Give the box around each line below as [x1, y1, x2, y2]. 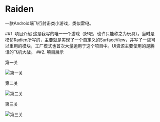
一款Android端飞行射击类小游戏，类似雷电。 [5, 20, 94, 26]
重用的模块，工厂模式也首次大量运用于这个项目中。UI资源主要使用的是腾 [9, 43, 155, 49]
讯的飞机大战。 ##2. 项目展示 [5, 49, 64, 55]
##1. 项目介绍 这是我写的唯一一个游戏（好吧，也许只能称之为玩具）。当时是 [5, 30, 155, 36]
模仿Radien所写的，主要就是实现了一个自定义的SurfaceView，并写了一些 [5, 37, 151, 43]
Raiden [5, 3, 34, 15]
